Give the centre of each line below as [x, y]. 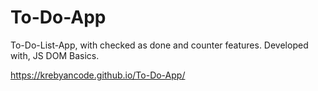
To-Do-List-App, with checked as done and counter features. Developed [159, 45]
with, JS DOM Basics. [55, 55]
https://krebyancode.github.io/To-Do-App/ [98, 75]
